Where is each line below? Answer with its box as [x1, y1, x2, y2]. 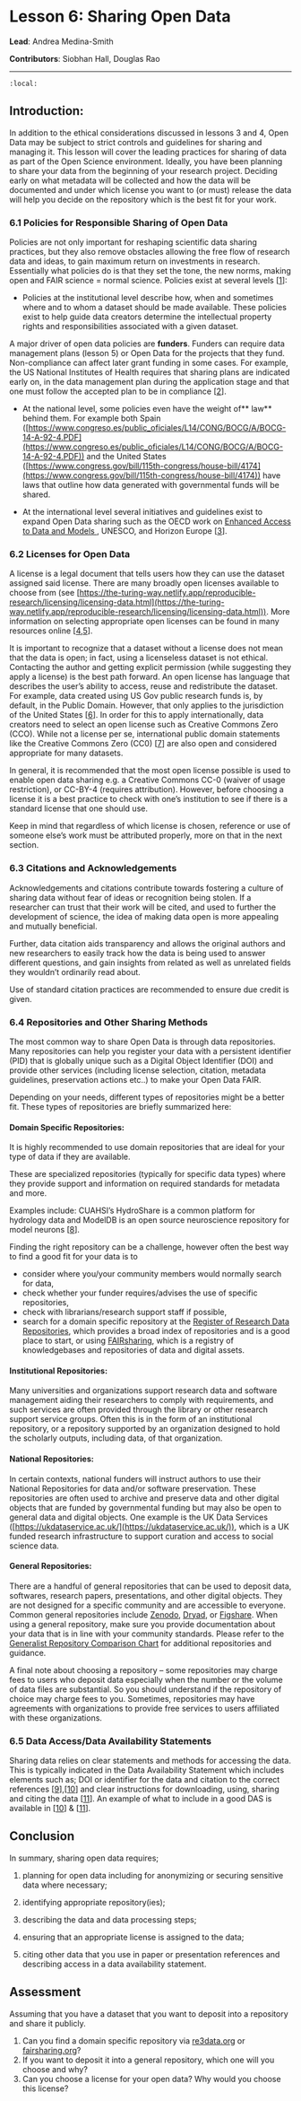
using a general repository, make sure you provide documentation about [9, 1618, 276, 1629]
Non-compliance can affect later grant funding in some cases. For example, [9, 357, 288, 369]
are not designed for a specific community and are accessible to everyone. [9, 1600, 287, 1610]
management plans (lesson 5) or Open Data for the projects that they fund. [9, 348, 285, 359]
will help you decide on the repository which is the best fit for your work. [9, 194, 277, 205]
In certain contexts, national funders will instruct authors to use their [9, 1473, 262, 1484]
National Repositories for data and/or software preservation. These [9, 1483, 257, 1494]
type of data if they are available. [9, 1151, 131, 1163]
